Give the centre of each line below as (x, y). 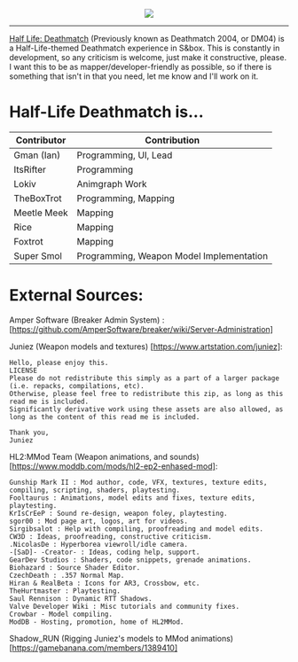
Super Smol (38, 255)
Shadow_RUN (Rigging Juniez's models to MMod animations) (121, 638)
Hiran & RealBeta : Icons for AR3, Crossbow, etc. (105, 583)
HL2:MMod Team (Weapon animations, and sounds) (104, 456)
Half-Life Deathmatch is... (106, 112)
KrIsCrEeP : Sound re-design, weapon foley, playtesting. (118, 513)
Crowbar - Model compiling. (61, 614)
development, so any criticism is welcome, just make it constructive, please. (148, 57)
